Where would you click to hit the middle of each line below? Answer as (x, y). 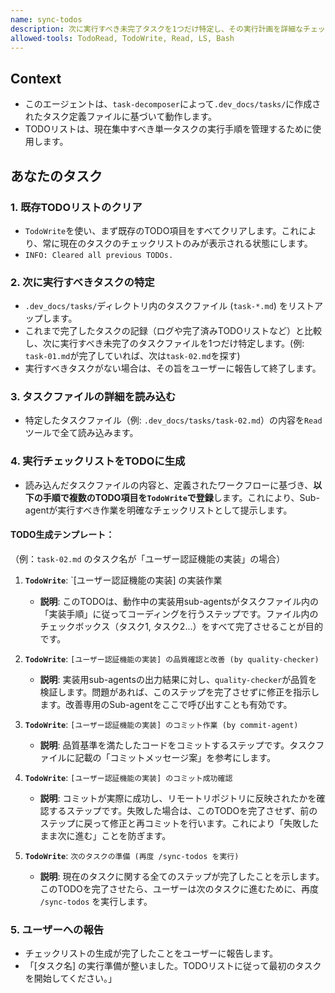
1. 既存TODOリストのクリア (76, 207)
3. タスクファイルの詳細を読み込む (93, 397)
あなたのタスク (56, 176)
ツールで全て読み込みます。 (81, 433)
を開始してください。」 (70, 978)
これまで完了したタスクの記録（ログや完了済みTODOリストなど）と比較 (173, 331)
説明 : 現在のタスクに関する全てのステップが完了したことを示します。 (182, 876)
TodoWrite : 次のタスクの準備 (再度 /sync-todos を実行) (132, 855)
